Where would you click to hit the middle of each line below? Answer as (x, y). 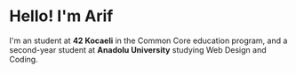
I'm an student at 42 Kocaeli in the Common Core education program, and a (148, 40)
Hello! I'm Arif (61, 16)
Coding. (24, 59)
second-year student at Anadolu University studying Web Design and (138, 49)
